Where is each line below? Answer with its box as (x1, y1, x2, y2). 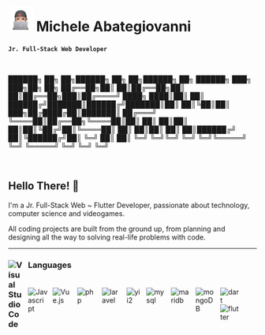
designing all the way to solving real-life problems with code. (8, 232, 207, 242)
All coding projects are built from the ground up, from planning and (8, 224, 226, 233)
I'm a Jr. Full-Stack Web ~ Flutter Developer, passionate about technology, (8, 200, 250, 210)
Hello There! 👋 (8, 180, 80, 193)
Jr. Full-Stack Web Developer (8, 45, 108, 53)
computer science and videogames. (8, 208, 125, 218)
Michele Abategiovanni (35, 18, 192, 35)
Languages (28, 259, 73, 270)
